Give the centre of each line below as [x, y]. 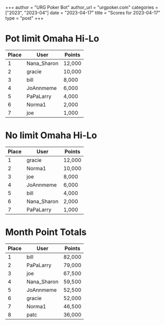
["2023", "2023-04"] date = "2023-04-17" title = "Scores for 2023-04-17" [83, 13]
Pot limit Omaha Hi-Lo [52, 39]
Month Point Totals [46, 232]
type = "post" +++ [25, 18]
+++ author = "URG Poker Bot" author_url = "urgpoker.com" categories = [82, 7]
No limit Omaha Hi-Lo [51, 135]
